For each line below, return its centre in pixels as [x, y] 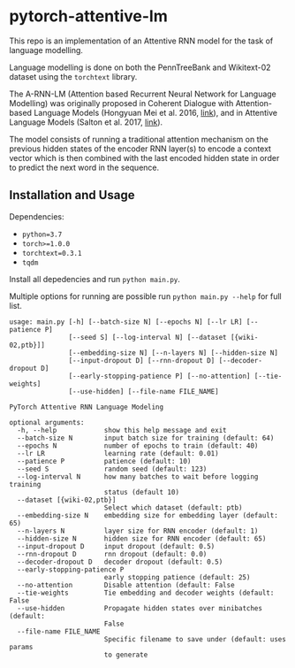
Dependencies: [37, 216]
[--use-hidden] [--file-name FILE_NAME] [144, 391]
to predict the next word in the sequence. [84, 167]
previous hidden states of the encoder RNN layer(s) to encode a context [140, 149]
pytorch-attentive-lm [88, 16]
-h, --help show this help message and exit [122, 430]
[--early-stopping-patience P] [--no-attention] [159, 376]
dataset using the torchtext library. [73, 76]
